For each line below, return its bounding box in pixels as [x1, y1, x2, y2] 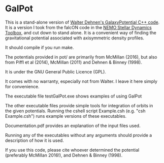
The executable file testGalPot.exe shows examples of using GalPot [5, 93, 142, 99]
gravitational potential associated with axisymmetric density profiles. [5, 35, 144, 41]
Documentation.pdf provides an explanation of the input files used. [5, 123, 141, 129]
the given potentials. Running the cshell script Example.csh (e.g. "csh [5, 108, 146, 114]
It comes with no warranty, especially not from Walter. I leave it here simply [5, 78, 158, 84]
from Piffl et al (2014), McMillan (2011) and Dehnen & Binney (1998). [5, 59, 142, 65]
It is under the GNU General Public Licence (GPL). [5, 68, 106, 74]
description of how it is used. [5, 137, 64, 143]
